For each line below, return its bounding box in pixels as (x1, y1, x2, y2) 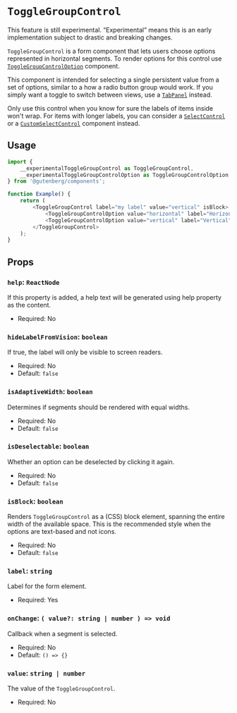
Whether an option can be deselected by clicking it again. (7, 457, 175, 466)
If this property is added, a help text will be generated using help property (7, 293, 222, 301)
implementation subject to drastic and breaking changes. (7, 33, 173, 42)
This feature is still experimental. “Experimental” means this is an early (7, 25, 212, 34)
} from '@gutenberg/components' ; (7, 178, 106, 185)
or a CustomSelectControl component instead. (7, 118, 140, 128)
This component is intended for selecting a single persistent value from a (7, 75, 220, 84)
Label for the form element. (7, 582, 87, 590)
